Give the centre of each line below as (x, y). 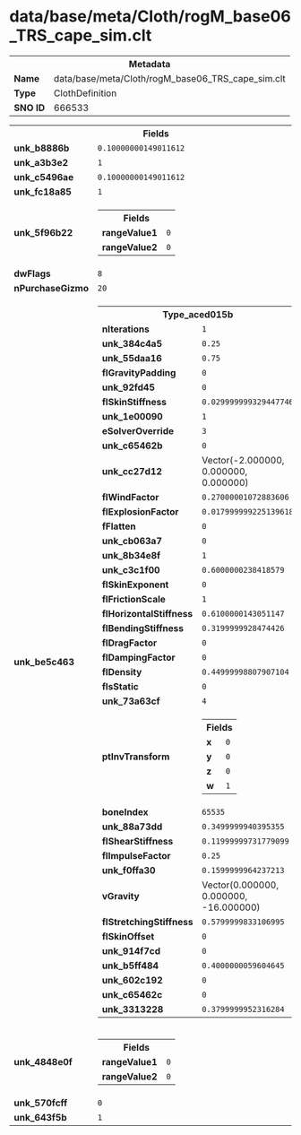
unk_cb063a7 (132, 541)
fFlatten (119, 526)
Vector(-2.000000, (243, 460)
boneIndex (125, 811)
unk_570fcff (41, 1103)
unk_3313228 (133, 1009)
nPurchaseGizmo (52, 288)
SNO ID (30, 108)
